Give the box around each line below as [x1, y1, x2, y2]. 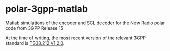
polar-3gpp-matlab [5, 3, 88, 15]
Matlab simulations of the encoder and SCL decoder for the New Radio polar [5, 20, 165, 26]
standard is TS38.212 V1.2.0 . [5, 40, 65, 46]
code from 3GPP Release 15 [5, 25, 63, 31]
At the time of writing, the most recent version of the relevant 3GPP [5, 35, 146, 41]
